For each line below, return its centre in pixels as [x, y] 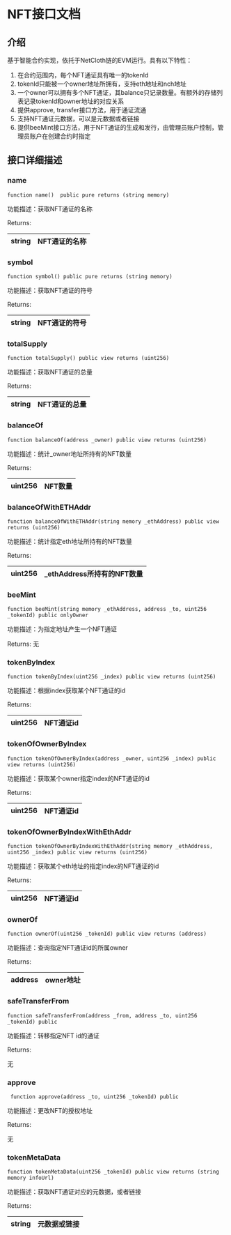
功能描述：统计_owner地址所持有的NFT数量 [70, 453]
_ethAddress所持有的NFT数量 [94, 574]
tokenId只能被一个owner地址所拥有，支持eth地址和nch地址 [102, 84]
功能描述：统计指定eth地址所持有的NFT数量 [70, 541]
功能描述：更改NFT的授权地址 [50, 1110]
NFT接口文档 [44, 14]
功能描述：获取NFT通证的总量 [50, 372]
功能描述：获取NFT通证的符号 [50, 290]
